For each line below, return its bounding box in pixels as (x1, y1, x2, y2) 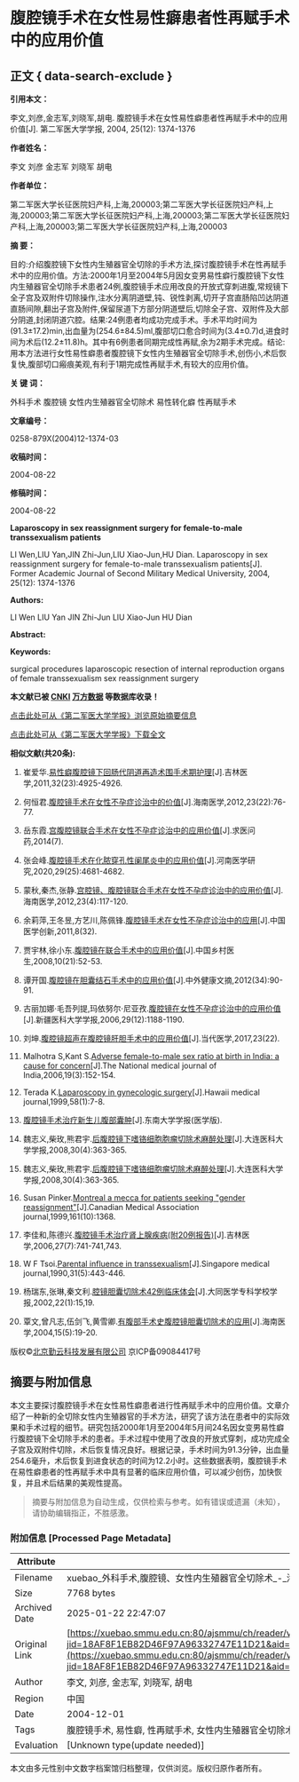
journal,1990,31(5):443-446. (22, 1268, 126, 1279)
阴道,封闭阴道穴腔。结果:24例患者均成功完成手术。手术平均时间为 (17, 314, 258, 325)
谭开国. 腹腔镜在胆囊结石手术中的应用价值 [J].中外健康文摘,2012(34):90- (22, 975, 283, 986)
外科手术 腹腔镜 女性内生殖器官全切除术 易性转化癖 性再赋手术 (10, 397, 237, 407)
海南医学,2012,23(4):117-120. (22, 896, 129, 907)
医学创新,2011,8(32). (22, 926, 98, 937)
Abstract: (10, 630, 46, 639)
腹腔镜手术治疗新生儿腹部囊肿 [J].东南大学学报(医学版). (22, 1115, 223, 1125)
